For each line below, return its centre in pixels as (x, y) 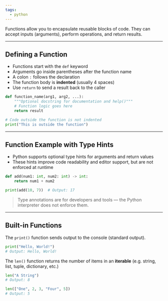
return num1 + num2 (34, 181)
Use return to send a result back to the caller (59, 87)
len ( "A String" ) (22, 275)
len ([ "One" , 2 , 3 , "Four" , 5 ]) (38, 289)
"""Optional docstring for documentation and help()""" (74, 101)
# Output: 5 (17, 294)
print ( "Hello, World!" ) (30, 246)
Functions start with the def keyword (50, 66)
